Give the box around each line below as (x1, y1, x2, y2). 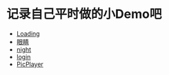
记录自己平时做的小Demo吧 (6, 6, 162, 22)
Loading (16, 29, 40, 38)
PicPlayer (16, 60, 44, 68)
